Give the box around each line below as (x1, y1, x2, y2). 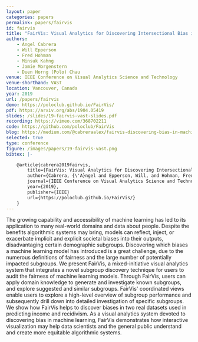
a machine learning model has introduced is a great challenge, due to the (6, 248, 184, 255)
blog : (6, 129, 19, 136)
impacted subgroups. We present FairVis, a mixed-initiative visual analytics (6, 260, 189, 267)
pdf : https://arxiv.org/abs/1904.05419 (6, 107, 104, 113)
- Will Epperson (16, 47, 57, 53)
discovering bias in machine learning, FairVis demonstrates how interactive (6, 317, 189, 324)
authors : (6, 36, 28, 42)
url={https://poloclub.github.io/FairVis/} (27, 195, 136, 200)
